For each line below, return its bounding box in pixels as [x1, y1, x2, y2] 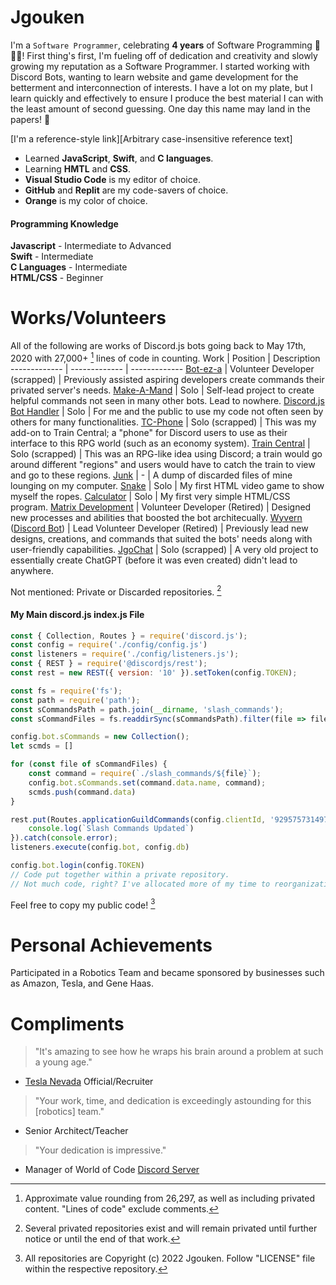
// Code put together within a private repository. [10, 869, 230, 880]
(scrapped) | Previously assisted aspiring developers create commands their [10, 373, 325, 385]
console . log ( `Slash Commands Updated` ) [28, 824, 195, 834]
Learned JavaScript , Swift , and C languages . [24, 152, 214, 164]
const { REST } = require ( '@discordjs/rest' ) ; [10, 659, 208, 669]
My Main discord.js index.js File [10, 608, 145, 620]
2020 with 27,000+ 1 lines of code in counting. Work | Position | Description [10, 351, 321, 364]
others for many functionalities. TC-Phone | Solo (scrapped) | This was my [10, 416, 317, 428]
